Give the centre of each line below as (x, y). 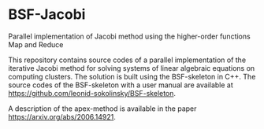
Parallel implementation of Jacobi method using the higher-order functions (129, 36)
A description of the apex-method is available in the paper (102, 109)
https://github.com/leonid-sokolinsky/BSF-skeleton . (92, 93)
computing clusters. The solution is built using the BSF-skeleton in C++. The (132, 76)
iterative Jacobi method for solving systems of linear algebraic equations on (132, 68)
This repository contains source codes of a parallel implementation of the (127, 60)
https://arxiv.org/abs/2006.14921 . (62, 116)
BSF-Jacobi (47, 15)
